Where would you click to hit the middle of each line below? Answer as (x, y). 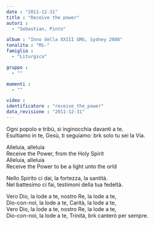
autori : (17, 23)
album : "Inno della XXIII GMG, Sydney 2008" (64, 40)
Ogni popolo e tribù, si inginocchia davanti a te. (65, 129)
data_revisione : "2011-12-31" (46, 112)
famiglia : (20, 51)
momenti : (19, 84)
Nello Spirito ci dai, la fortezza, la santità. (57, 178)
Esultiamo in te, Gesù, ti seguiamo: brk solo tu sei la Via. (76, 135)
